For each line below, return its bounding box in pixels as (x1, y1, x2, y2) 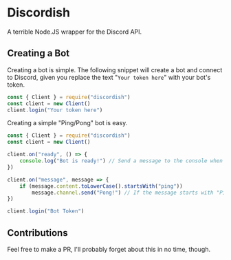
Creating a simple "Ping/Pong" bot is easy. (7, 119, 128, 127)
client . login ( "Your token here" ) (7, 107, 103, 113)
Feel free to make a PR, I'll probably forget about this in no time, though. (7, 245, 211, 253)
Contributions (7, 227, 68, 239)
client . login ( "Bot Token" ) (7, 208, 85, 215)
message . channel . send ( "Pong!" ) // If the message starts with (32, 189, 214, 196)
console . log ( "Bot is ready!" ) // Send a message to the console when (19, 158, 223, 164)
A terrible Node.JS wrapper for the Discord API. (7, 28, 142, 36)
